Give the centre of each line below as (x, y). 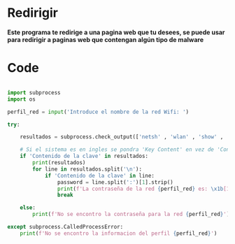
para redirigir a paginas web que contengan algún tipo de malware (106, 39)
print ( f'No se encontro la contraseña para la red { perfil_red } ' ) (131, 215)
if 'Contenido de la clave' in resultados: (84, 156)
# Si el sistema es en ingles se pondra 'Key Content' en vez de (117, 150)
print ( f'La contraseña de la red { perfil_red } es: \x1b (140, 189)
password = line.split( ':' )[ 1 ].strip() (115, 182)
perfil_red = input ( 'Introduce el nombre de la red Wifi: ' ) (98, 112)
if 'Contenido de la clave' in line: (100, 175)
